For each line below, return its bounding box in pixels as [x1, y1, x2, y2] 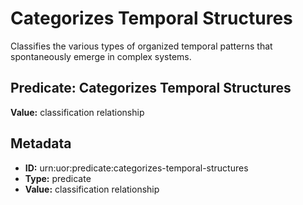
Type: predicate [24, 172, 92, 184]
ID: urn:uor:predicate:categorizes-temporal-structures [24, 162, 249, 174]
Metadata [10, 135, 72, 152]
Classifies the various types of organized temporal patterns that [10, 40, 273, 52]
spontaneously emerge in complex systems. [10, 50, 192, 62]
